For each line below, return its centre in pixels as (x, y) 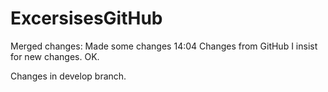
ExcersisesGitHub (86, 18)
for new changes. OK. (55, 56)
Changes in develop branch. (68, 76)
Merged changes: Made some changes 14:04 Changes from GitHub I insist (164, 46)
